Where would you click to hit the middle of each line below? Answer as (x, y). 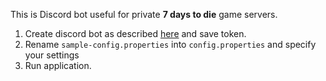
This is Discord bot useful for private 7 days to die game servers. (144, 14)
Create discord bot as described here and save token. (135, 33)
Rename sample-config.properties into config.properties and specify (170, 44)
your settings (52, 55)
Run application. (58, 65)
